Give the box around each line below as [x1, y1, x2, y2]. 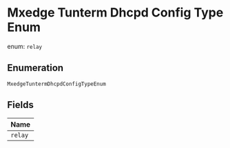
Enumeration [7, 62, 64, 74]
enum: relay [7, 42, 43, 50]
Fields [7, 99, 34, 111]
